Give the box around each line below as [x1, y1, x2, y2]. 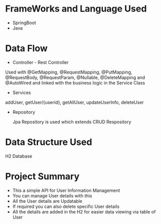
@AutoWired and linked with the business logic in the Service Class [5, 80, 145, 86]
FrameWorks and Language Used [5, 3, 147, 15]
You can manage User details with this [12, 192, 92, 199]
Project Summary [5, 171, 79, 182]
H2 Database [5, 153, 33, 159]
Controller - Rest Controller [12, 59, 69, 65]
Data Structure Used [5, 136, 92, 148]
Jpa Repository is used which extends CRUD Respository [12, 119, 132, 125]
